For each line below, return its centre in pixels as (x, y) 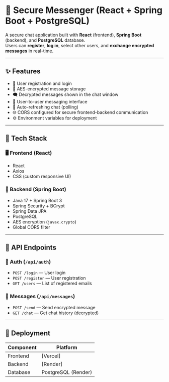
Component (22, 347)
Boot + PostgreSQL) (47, 21)
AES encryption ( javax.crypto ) (44, 222)
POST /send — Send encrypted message (54, 307)
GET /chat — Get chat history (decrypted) (56, 313)
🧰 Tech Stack (26, 138)
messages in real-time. (29, 51)
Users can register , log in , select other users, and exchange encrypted (80, 45)
